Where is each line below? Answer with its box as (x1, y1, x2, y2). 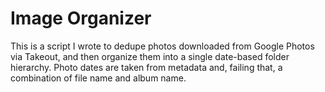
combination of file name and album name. (10, 72, 187, 84)
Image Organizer (10, 7, 152, 30)
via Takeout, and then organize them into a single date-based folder (10, 50, 290, 62)
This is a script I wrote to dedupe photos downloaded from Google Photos (10, 40, 315, 52)
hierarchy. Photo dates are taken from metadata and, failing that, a (10, 61, 283, 73)
